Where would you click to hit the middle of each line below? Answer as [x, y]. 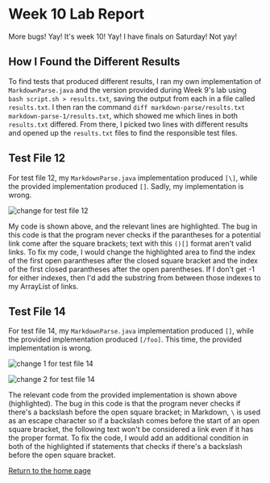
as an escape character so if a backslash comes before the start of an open [134, 421]
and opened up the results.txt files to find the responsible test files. [123, 132]
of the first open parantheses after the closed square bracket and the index [133, 260]
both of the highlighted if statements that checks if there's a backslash [126, 447]
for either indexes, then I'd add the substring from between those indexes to [135, 277]
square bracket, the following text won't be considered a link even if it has [131, 430]
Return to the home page [50, 471]
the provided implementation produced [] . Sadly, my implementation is [126, 186]
